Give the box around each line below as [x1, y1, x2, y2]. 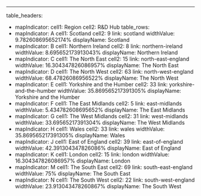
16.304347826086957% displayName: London [14, 157, 130, 164]
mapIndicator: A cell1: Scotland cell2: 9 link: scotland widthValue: [14, 30, 175, 37]
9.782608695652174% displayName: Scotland [14, 37, 130, 43]
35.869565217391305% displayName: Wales [14, 132, 126, 138]
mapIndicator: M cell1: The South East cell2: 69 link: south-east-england [14, 164, 193, 171]
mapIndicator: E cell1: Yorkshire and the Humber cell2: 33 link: [14, 81, 168, 88]
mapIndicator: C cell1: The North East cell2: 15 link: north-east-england [14, 55, 190, 62]
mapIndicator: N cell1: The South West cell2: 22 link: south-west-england [14, 176, 195, 183]
